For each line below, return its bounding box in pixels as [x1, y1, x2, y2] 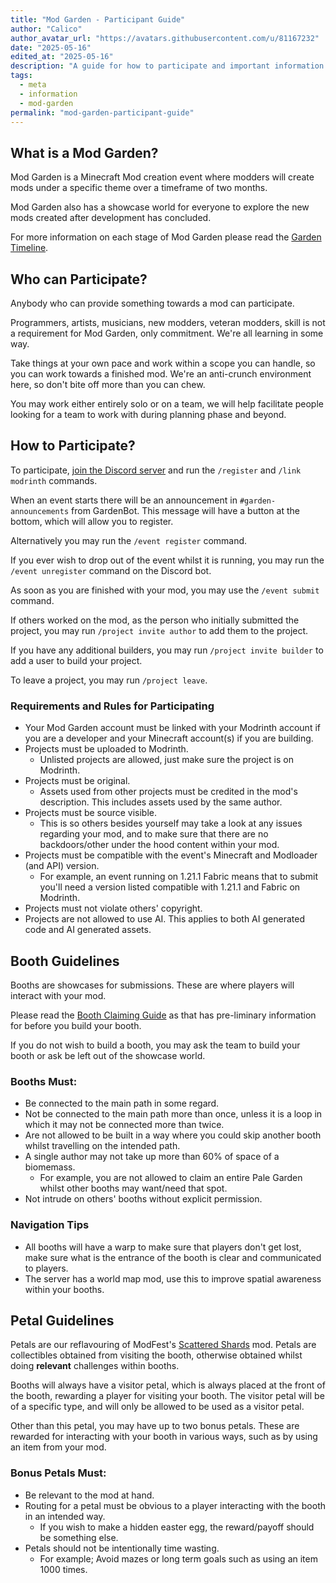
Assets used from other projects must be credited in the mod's [39, 786, 298, 798]
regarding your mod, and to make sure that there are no [39, 828, 269, 840]
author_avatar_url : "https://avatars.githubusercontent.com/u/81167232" [10, 33, 320, 43]
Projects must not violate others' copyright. [24, 902, 203, 915]
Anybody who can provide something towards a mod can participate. [10, 297, 295, 309]
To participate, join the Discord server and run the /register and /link [10, 464, 302, 476]
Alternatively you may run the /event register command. [10, 534, 248, 546]
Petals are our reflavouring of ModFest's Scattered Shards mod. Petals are [10, 1339, 317, 1351]
